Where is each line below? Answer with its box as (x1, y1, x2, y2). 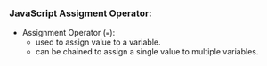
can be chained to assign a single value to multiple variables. (35, 46, 259, 57)
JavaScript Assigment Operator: (9, 7, 153, 20)
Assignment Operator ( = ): (21, 28, 116, 38)
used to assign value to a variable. (35, 37, 162, 47)
